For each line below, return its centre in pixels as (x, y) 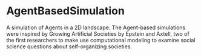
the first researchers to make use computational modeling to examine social (101, 40)
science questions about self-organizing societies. (69, 46)
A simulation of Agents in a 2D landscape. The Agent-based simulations (96, 27)
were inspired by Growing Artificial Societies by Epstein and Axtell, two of (98, 33)
